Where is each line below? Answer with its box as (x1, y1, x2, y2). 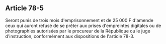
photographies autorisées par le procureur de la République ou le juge (5, 27, 151, 34)
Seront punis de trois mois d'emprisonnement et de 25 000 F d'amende (5, 17, 153, 23)
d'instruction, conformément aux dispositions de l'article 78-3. (5, 33, 135, 39)
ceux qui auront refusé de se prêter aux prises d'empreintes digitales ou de (5, 22, 161, 28)
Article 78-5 (5, 4, 44, 12)
